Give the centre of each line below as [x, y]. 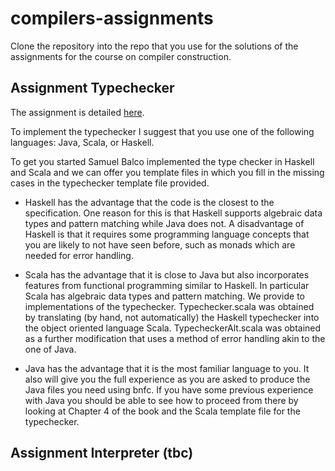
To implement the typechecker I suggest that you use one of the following [162, 131]
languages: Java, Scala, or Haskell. [82, 142]
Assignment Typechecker [92, 88]
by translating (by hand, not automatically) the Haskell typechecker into [172, 317]
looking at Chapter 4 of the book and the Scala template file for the [162, 411]
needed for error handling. [79, 255]
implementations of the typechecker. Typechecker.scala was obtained [169, 306]
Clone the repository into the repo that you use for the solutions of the [154, 46]
